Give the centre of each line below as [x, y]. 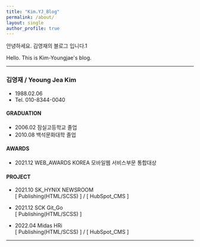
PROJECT [18, 177]
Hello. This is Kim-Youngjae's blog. [49, 58]
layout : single [25, 23]
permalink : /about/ [30, 17]
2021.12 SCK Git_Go [39, 208]
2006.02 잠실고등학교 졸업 [46, 127]
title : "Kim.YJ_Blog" [33, 12]
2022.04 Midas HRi [38, 226]
